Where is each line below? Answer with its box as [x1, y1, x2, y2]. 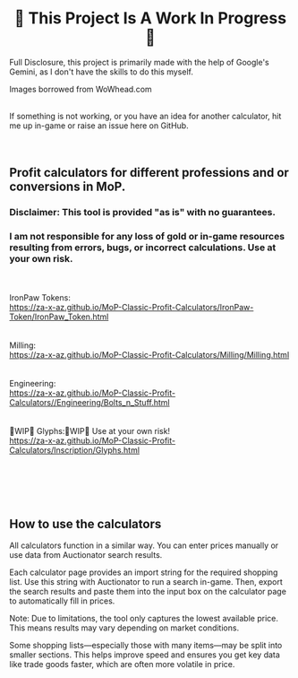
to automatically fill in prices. [9, 595, 115, 606]
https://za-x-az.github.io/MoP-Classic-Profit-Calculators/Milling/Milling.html [9, 349, 290, 360]
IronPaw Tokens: [9, 291, 72, 303]
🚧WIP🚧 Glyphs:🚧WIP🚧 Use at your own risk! [9, 425, 171, 436]
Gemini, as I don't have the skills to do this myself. [9, 66, 194, 77]
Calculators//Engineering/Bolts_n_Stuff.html [9, 396, 170, 407]
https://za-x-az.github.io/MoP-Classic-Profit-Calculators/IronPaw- [9, 301, 254, 312]
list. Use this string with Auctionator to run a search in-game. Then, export [9, 577, 284, 587]
